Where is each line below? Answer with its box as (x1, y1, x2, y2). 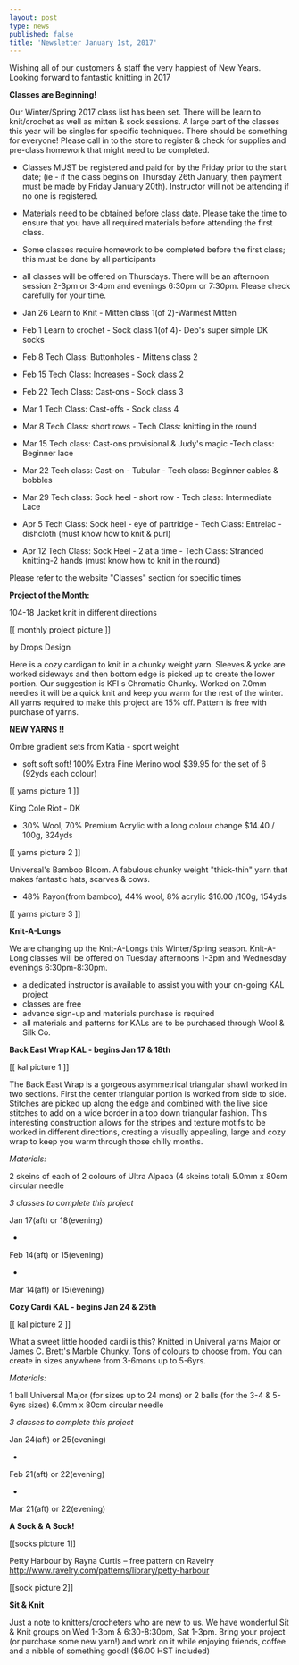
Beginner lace (21, 448, 74, 459)
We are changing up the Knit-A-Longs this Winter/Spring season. (9, 943, 248, 954)
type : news (9, 21, 50, 30)
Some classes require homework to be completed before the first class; (21, 244, 286, 255)
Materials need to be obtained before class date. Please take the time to (21, 208, 287, 219)
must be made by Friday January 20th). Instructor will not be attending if (21, 181, 290, 192)
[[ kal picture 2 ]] (9, 1319, 71, 1329)
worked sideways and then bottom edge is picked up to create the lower (9, 668, 275, 680)
